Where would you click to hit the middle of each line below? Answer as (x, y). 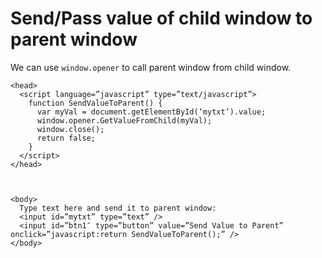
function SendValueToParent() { (95, 103)
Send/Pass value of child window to (161, 18)
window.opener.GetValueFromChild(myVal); (124, 120)
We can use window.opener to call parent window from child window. (151, 67)
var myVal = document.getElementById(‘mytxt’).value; (151, 112)
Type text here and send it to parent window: (118, 208)
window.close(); (70, 129)
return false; (66, 138)
